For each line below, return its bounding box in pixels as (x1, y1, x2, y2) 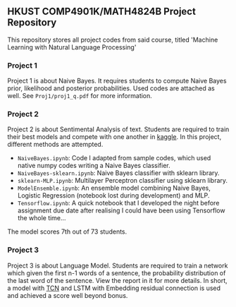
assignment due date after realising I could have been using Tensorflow (17, 206, 225, 215)
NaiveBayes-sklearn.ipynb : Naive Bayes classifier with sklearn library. (17, 169, 220, 177)
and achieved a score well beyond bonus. (7, 291, 128, 299)
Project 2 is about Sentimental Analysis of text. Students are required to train (7, 125, 230, 133)
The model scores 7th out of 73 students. (7, 227, 128, 236)
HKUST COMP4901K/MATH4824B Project (7, 6, 196, 18)
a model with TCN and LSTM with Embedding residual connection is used (7, 284, 221, 292)
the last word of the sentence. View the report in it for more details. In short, (7, 276, 228, 284)
